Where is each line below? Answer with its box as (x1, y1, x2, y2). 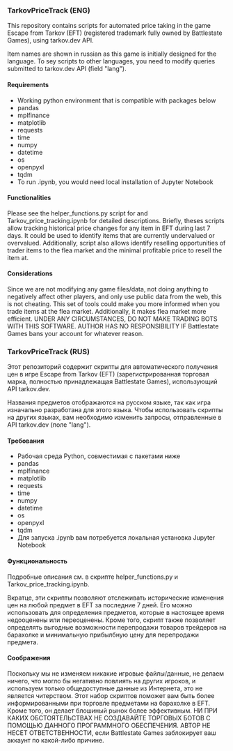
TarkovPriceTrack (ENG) (7, 6, 90, 15)
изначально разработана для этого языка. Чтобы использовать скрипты (7, 406, 223, 414)
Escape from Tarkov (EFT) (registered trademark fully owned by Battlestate (7, 29, 223, 37)
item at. (7, 253, 29, 261)
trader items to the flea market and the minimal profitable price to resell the (7, 246, 223, 255)
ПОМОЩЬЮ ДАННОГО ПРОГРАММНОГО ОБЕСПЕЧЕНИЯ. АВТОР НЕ (7, 721, 211, 729)
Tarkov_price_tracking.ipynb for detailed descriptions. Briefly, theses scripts (7, 216, 225, 225)
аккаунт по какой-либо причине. (7, 736, 104, 744)
